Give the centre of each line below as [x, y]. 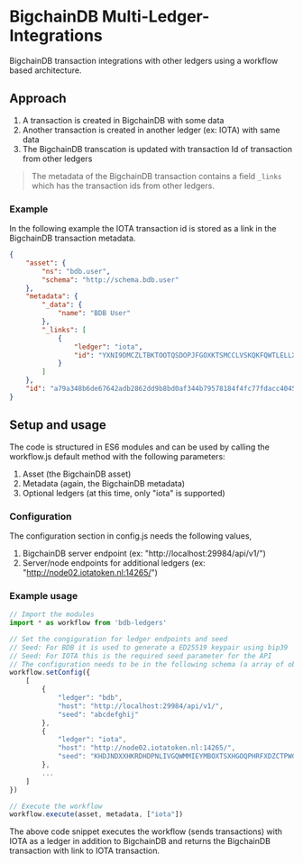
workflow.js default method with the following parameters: [117, 456]
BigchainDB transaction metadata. [73, 238]
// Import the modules [52, 614]
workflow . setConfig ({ [50, 673]
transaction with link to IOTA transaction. [85, 851]
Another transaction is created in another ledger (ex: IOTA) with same [151, 130]
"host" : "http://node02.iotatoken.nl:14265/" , [147, 748]
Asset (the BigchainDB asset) [77, 474]
